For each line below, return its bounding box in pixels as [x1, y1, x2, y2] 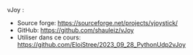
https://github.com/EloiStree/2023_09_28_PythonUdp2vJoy [16, 41, 186, 48]
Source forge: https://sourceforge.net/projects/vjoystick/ [16, 19, 179, 26]
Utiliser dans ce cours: [16, 33, 81, 41]
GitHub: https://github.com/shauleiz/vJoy [16, 26, 134, 34]
